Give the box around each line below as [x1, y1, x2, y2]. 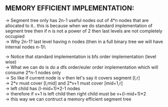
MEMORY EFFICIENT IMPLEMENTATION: [5, 4, 134, 12]
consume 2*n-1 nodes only [5, 69, 61, 75]
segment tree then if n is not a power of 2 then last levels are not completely [5, 27, 163, 34]
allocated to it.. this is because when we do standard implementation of [5, 22, 153, 28]
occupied [5, 33, 25, 39]
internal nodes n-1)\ [5, 43, 46, 49]
